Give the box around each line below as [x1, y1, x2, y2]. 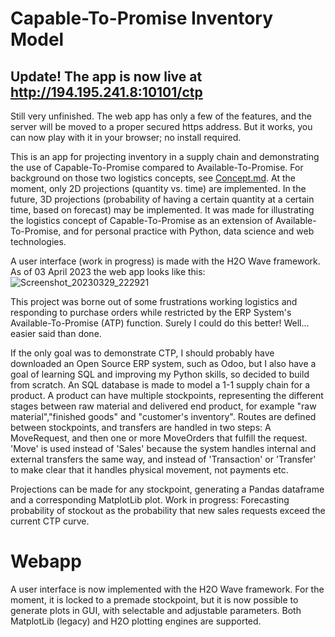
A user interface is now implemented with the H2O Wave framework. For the [10, 583, 325, 595]
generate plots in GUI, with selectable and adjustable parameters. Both [10, 604, 302, 616]
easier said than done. [10, 328, 102, 339]
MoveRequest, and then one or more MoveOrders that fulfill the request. [10, 432, 308, 444]
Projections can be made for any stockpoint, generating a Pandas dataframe [10, 483, 325, 495]
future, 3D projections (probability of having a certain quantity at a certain [10, 193, 315, 205]
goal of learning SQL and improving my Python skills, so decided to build [10, 368, 310, 380]
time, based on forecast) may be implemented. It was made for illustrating [10, 204, 315, 216]
